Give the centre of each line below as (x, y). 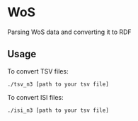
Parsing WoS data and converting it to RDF (70, 32)
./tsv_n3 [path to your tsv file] (58, 84)
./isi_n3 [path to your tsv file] (58, 110)
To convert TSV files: (38, 71)
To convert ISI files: (35, 97)
